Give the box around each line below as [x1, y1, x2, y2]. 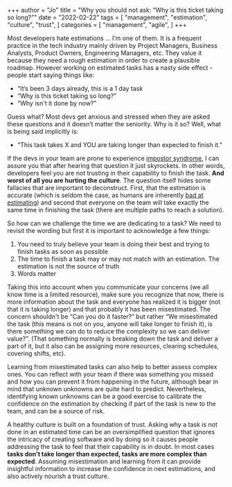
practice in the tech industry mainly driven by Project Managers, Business [7, 42, 218, 49]
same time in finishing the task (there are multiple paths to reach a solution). [7, 206, 224, 214]
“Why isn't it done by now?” [17, 99, 97, 107]
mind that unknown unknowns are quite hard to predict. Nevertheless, [7, 385, 206, 393]
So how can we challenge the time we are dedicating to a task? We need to [7, 219, 222, 228]
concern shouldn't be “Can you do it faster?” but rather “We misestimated [7, 312, 218, 321]
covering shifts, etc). [7, 350, 66, 357]
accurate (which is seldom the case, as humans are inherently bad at [7, 191, 204, 199]
